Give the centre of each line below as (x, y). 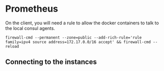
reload (12, 46)
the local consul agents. (30, 28)
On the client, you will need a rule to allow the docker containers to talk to (82, 23)
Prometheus (32, 9)
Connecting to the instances (51, 62)
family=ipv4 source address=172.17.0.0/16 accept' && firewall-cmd (78, 42)
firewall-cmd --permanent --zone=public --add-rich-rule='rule (74, 38)
